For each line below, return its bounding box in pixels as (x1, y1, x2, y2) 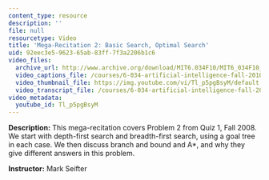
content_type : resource (8, 11, 88, 20)
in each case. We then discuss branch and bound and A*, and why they (8, 140, 246, 150)
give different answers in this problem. (8, 149, 135, 158)
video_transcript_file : (15, 86, 94, 94)
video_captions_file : (15, 71, 88, 79)
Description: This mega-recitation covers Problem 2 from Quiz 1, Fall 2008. (8, 123, 258, 133)
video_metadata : (8, 94, 62, 102)
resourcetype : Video (8, 34, 78, 42)
